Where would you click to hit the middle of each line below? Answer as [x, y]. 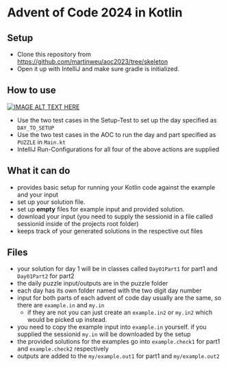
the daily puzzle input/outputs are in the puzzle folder [92, 283]
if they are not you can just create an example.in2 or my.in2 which [120, 312]
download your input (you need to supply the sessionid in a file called [115, 216]
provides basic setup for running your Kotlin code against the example [116, 187]
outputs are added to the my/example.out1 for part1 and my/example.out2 [118, 356]
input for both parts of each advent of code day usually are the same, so [119, 298]
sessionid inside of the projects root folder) [78, 223]
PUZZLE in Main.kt [41, 142]
